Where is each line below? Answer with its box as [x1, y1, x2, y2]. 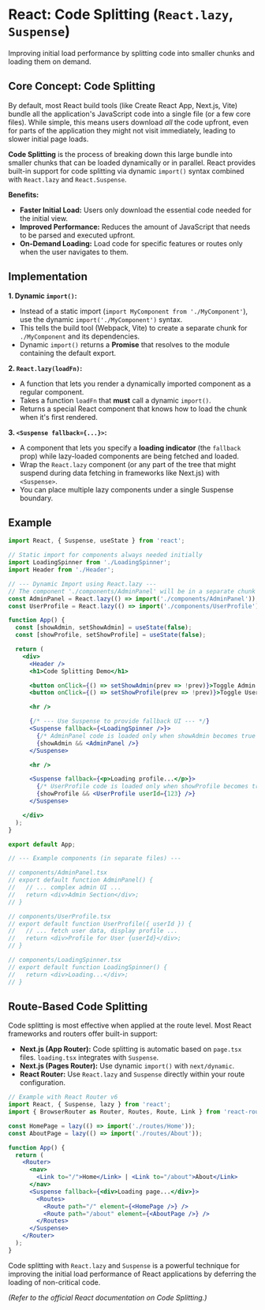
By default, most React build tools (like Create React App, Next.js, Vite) [8, 100, 238, 110]
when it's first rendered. [19, 412, 99, 421]
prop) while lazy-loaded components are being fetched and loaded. [19, 451, 239, 461]
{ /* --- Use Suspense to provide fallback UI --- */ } [28, 717, 211, 725]
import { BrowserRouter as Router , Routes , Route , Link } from [8, 1108, 221, 1116]
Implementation [8, 270, 88, 283]
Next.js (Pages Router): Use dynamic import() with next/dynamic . [19, 1061, 235, 1071]
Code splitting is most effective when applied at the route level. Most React [8, 1020, 252, 1031]
